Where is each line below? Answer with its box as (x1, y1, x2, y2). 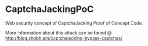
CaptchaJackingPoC (5, 3, 94, 15)
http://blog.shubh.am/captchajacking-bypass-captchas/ (5, 35, 123, 41)
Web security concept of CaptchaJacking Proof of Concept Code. (5, 20, 143, 26)
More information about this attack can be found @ (5, 29, 112, 35)
